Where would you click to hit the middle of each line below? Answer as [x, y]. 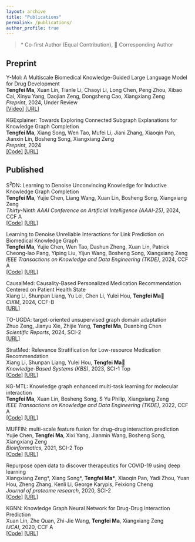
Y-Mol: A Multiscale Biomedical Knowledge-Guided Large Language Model [97, 78]
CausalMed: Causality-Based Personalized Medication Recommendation [94, 283]
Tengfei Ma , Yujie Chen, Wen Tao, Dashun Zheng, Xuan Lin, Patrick [88, 247]
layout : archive [26, 11]
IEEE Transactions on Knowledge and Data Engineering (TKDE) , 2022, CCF [97, 405]
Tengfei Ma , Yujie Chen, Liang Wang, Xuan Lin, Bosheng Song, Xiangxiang [97, 197]
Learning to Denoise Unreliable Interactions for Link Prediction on [85, 234]
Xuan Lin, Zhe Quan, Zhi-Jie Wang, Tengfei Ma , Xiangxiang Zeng [85, 520]
